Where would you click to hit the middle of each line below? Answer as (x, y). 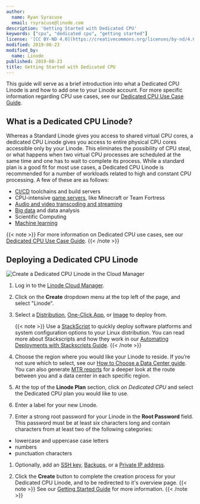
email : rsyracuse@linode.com (48, 23)
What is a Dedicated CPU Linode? (69, 122)
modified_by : (22, 51)
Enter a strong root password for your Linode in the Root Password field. (104, 416)
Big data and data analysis (47, 210)
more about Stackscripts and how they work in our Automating (91, 339)
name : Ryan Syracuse (37, 17)
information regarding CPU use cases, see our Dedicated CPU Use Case (95, 96)
